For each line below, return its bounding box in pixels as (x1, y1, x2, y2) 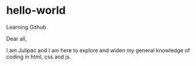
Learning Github (6, 23, 46, 31)
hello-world (6, 4, 66, 17)
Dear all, (6, 35, 27, 42)
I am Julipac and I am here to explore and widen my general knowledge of (6, 46, 190, 54)
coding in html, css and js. (6, 53, 71, 60)
